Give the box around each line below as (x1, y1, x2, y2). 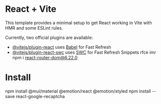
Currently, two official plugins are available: (5, 35, 93, 40)
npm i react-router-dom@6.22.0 (12, 54, 78, 60)
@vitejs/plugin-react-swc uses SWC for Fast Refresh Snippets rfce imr (12, 49, 157, 55)
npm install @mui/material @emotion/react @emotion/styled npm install (5, 88, 151, 94)
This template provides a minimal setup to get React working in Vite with (5, 20, 152, 26)
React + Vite (5, 3, 57, 15)
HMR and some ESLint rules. (5, 25, 63, 31)
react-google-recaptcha (15, 93, 65, 99)
